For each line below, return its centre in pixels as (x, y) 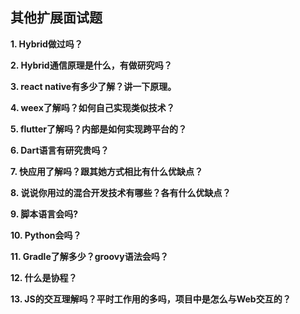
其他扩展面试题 (56, 18)
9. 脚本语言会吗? (44, 214)
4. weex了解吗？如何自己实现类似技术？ (92, 107)
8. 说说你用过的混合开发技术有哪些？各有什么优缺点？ (121, 192)
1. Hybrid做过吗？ (46, 44)
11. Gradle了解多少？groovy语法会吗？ (89, 256)
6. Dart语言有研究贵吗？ (60, 150)
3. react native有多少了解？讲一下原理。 (93, 86)
